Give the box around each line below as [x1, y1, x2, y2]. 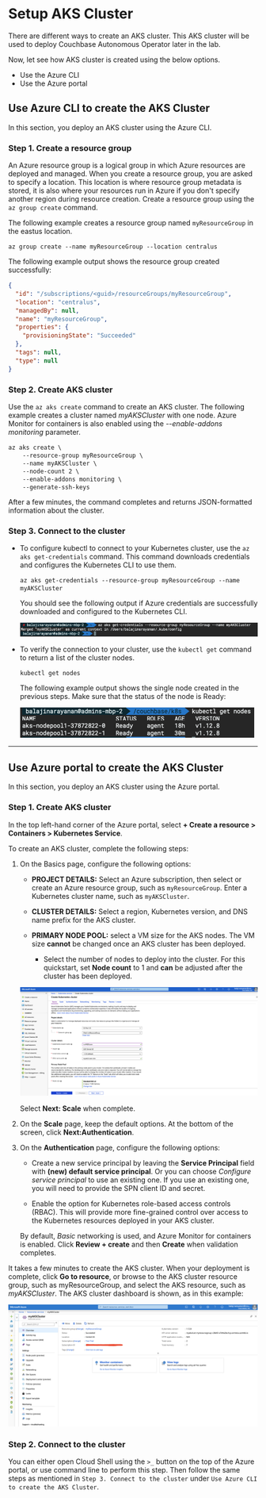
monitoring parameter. [8, 427, 81, 436]
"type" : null [15, 356, 59, 365]
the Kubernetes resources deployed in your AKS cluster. [31, 1216, 215, 1225]
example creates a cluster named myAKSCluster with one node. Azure [8, 410, 237, 420]
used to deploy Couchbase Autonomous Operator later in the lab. [8, 39, 221, 48]
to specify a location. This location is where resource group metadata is [8, 178, 242, 187]
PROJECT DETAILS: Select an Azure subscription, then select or [31, 874, 242, 884]
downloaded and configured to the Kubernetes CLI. [19, 607, 188, 616]
